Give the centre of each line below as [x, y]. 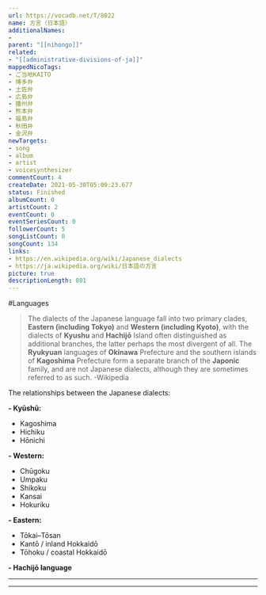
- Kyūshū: [25, 408]
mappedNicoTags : [35, 67]
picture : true [32, 273]
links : [19, 251]
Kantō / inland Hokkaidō [59, 544]
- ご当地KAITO [30, 74]
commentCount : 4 [35, 178]
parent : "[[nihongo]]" [46, 45]
